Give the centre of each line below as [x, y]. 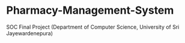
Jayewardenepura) [29, 33]
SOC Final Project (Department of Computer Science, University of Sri [93, 27]
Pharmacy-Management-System [90, 10]
